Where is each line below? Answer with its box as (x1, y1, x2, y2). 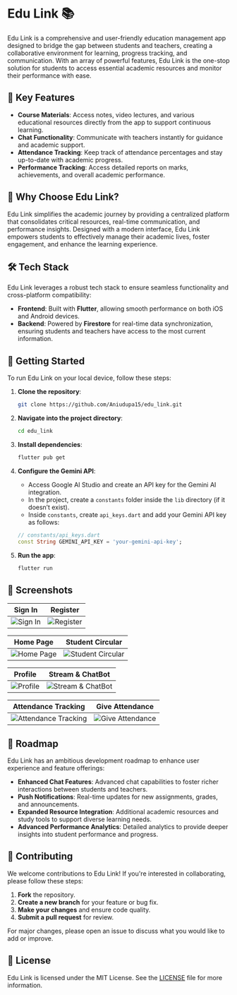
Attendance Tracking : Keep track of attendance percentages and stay (17, 148, 223, 156)
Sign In (13, 605, 38, 615)
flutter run (17, 564, 53, 572)
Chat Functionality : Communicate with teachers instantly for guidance (17, 133, 224, 141)
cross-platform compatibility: (7, 291, 92, 299)
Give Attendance (96, 702, 154, 712)
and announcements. (17, 800, 80, 809)
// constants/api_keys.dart (17, 531, 100, 539)
